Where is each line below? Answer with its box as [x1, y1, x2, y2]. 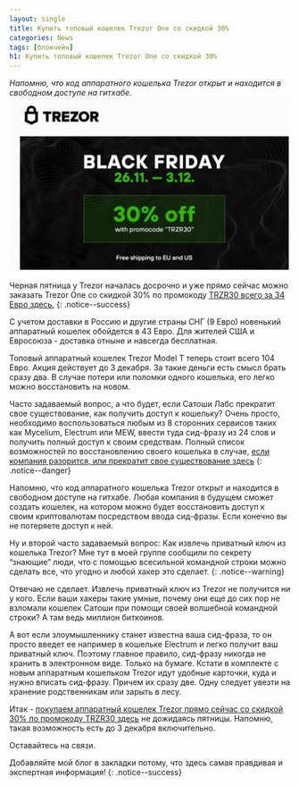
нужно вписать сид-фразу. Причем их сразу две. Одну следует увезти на [9, 677, 291, 688]
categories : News [9, 33, 74, 42]
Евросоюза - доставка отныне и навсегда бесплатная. [9, 335, 218, 346]
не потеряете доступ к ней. [9, 520, 114, 531]
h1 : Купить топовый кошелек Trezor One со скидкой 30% [9, 52, 218, 62]
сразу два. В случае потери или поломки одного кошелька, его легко [9, 372, 275, 383]
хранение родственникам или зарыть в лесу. [9, 687, 182, 697]
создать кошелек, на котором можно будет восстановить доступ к [9, 502, 265, 512]
